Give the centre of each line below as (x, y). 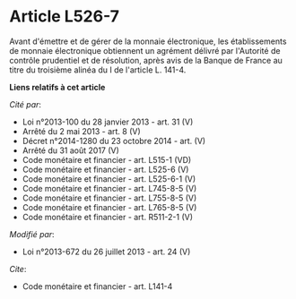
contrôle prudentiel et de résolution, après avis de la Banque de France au (146, 60)
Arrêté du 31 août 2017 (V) (70, 150)
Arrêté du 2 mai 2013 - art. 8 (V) (81, 131)
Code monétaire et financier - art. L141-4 (97, 286)
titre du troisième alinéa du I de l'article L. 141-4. (98, 70)
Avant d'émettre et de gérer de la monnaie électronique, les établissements (148, 41)
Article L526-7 (64, 17)
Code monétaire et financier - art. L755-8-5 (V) (109, 198)
